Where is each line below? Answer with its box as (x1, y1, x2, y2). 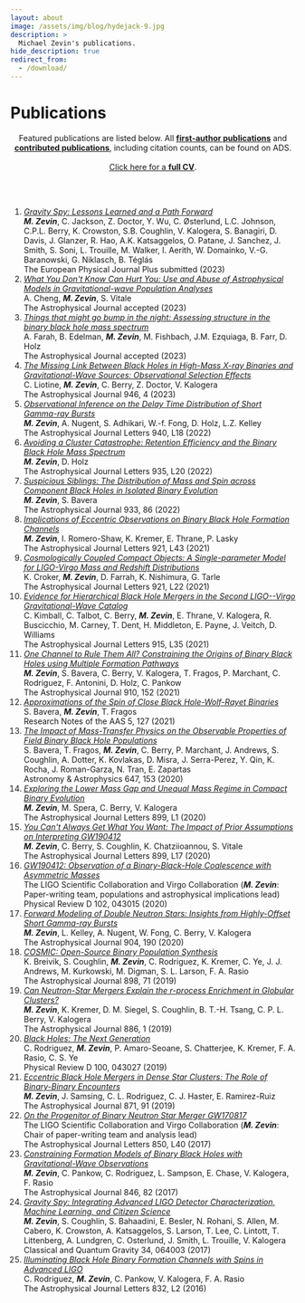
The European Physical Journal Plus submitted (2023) (23, 263, 225, 274)
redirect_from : (10, 55, 68, 64)
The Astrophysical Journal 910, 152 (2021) (23, 687, 180, 698)
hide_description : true (10, 47, 100, 56)
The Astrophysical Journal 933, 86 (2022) (23, 504, 181, 515)
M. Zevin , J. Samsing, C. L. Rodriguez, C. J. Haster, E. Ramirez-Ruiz (23, 1090, 276, 1101)
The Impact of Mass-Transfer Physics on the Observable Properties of (23, 725, 287, 736)
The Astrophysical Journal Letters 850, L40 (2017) (23, 1138, 212, 1149)
